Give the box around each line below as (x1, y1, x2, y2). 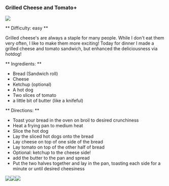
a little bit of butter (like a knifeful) (12, 98, 84, 104)
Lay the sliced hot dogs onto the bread (12, 133, 94, 139)
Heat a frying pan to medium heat (12, 123, 83, 129)
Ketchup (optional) (12, 82, 52, 88)
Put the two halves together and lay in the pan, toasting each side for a (12, 160, 161, 166)
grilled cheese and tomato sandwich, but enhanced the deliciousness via (5, 46, 158, 52)
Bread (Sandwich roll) (12, 70, 58, 77)
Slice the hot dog (12, 128, 49, 134)
